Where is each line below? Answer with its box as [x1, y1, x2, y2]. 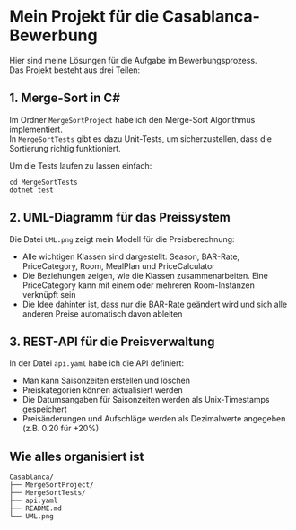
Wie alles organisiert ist [9, 448, 144, 464]
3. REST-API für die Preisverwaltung [9, 334, 215, 349]
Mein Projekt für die [9, 6, 160, 27]
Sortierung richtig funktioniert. [9, 143, 121, 153]
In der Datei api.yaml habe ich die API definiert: [9, 358, 185, 369]
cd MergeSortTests [9, 178, 78, 187]
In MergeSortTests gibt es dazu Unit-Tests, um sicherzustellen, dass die [9, 133, 272, 144]
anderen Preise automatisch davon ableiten [22, 308, 183, 319]
